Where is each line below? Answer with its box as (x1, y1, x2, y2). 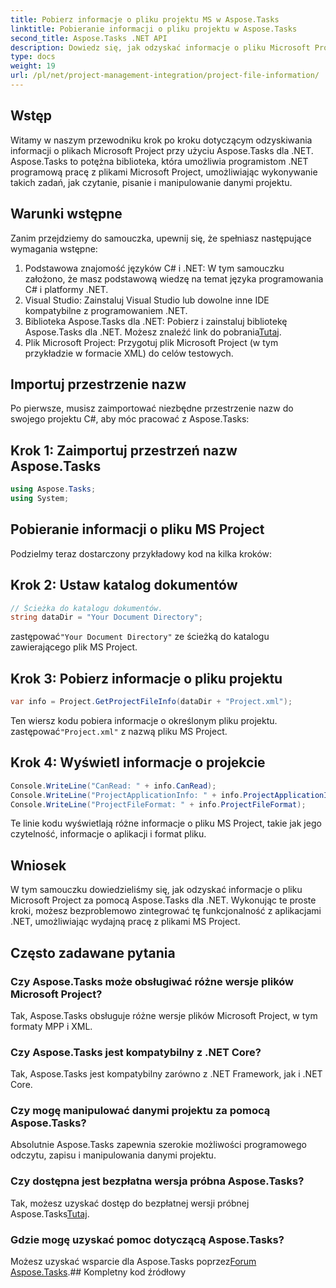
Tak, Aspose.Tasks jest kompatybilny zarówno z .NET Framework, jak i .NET (10, 1068, 323, 1080)
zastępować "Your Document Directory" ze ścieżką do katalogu (10, 631, 270, 643)
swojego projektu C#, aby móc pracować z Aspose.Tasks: (10, 413, 250, 425)
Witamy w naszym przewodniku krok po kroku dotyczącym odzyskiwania (10, 134, 313, 146)
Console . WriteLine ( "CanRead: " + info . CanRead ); (10, 781, 217, 791)
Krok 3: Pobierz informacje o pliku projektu (10, 670, 283, 687)
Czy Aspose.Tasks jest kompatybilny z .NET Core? (10, 1045, 262, 1059)
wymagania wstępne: (10, 242, 98, 255)
